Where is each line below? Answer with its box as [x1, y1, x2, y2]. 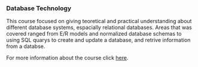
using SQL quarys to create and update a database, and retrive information [6, 37, 191, 44]
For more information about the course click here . [6, 55, 129, 62]
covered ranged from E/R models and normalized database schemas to [6, 30, 182, 37]
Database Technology [6, 4, 72, 12]
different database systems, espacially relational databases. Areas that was [6, 24, 193, 31]
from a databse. [6, 43, 45, 50]
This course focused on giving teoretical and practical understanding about [6, 18, 192, 25]
